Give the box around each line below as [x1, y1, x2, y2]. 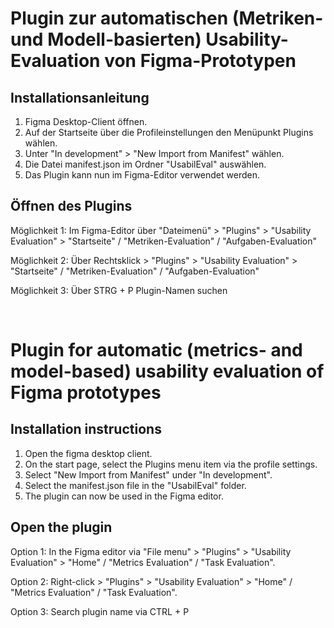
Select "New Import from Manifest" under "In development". [24, 468, 273, 481]
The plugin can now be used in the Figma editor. [24, 490, 224, 502]
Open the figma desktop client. [24, 447, 153, 459]
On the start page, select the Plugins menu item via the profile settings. [24, 458, 318, 470]
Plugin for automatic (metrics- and [10, 339, 303, 361]
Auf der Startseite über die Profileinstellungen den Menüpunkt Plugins [24, 127, 314, 138]
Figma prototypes [10, 382, 162, 404]
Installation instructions [10, 421, 162, 438]
